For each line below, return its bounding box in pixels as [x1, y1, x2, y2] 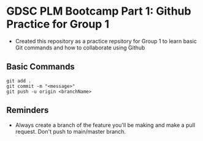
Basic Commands [6, 62, 75, 72]
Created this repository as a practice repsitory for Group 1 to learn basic [15, 37, 197, 45]
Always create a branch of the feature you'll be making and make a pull [15, 121, 195, 129]
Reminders [6, 105, 49, 115]
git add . [6, 78, 32, 84]
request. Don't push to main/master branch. [15, 128, 126, 135]
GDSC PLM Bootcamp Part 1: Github [6, 4, 191, 18]
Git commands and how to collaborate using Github [15, 44, 145, 51]
